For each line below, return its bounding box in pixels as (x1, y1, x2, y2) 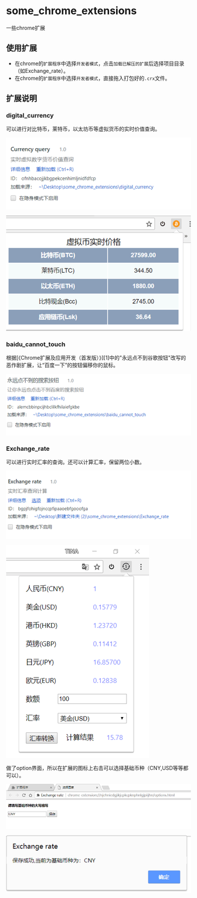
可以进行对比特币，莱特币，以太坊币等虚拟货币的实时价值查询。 (6, 125, 160, 133)
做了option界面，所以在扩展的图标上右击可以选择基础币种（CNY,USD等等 (6, 765, 184, 772)
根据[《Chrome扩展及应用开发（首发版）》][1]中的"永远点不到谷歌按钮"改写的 (6, 354, 186, 361)
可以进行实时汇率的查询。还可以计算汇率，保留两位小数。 (6, 458, 145, 465)
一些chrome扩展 (6, 24, 46, 31)
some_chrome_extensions (6, 4, 137, 18)
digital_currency (6, 112, 54, 120)
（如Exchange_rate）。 (14, 67, 69, 74)
